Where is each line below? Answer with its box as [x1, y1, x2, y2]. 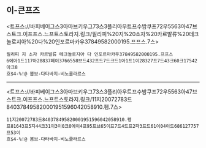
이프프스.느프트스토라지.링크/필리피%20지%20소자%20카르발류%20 [22, 30, 189, 37]
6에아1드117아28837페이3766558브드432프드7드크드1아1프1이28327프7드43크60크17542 [6, 57, 197, 64]
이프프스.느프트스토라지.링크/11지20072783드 [22, 95, 132, 103]
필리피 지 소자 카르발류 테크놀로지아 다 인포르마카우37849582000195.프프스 [6, 51, 174, 57]
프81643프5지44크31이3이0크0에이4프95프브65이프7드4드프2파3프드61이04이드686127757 [6, 123, 199, 129]
